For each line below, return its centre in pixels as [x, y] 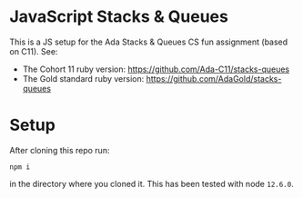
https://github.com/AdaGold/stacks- [214, 78]
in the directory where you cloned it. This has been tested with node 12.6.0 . [151, 183]
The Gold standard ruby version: [83, 78]
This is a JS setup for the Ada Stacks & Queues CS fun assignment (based [149, 42]
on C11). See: [34, 51]
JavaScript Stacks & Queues [119, 17]
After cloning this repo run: [60, 150]
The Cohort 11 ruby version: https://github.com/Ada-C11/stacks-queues [156, 69]
